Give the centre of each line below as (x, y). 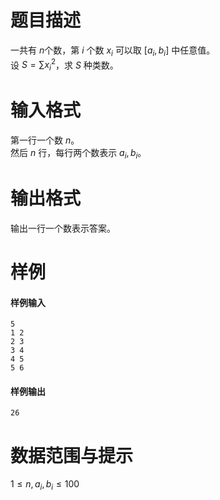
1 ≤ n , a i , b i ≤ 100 (45, 485)
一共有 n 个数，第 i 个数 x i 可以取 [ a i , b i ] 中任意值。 (113, 51)
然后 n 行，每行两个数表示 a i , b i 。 (78, 154)
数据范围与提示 (72, 455)
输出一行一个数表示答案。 (63, 228)
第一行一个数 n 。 (45, 140)
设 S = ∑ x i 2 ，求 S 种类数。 (64, 65)
